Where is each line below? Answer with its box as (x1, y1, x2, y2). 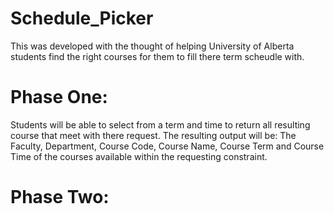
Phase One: (10, 86, 108, 109)
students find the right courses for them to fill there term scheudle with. (10, 50, 305, 62)
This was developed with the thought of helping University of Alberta (10, 40, 295, 52)
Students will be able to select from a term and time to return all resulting (10, 118, 311, 131)
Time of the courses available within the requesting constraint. (10, 150, 268, 162)
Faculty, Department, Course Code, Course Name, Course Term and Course (10, 140, 325, 152)
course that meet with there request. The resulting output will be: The (10, 129, 297, 141)
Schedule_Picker (10, 7, 154, 30)
